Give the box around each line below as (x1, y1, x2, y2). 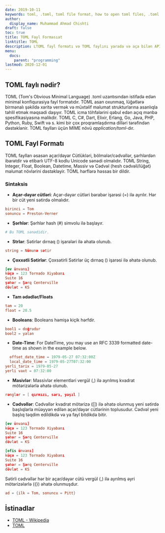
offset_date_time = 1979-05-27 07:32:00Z (9, 355, 96, 360)
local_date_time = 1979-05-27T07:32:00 (9, 359, 91, 364)
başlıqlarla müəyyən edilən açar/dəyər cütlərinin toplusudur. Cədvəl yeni (12, 406, 159, 412)
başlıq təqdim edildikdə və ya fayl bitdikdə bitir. (12, 412, 107, 418)
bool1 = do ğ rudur (5, 326, 41, 331)
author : (5, 16, 21, 21)
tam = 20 (5, 303, 23, 308)
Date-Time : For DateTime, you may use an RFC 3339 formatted (12, 340, 141, 346)
